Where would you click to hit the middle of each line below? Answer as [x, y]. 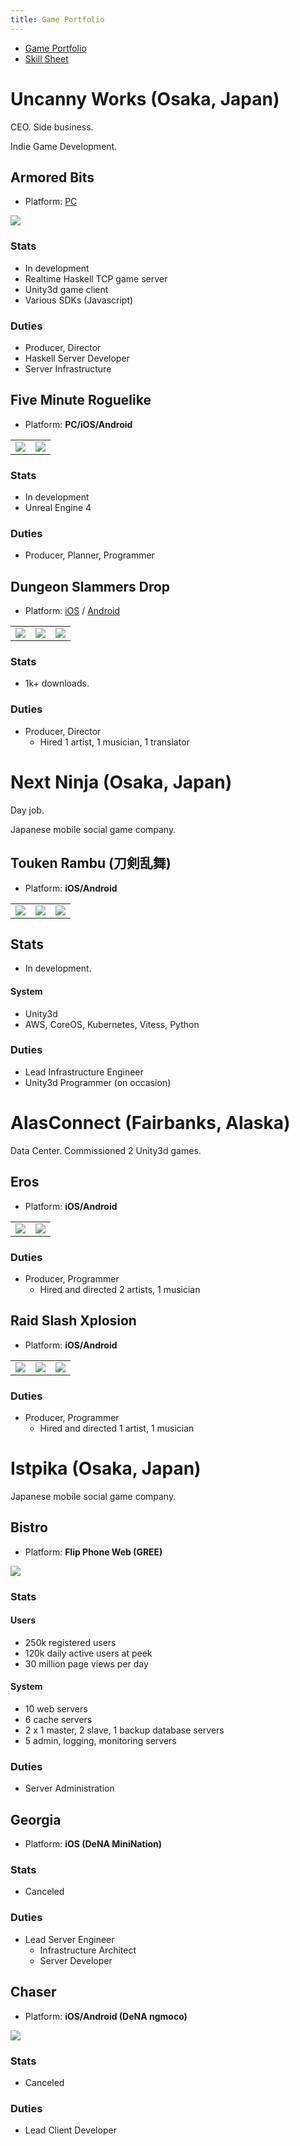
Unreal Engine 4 [58, 508]
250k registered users [70, 1642]
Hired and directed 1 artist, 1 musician [117, 1428]
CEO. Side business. [52, 127]
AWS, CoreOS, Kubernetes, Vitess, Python [112, 1024]
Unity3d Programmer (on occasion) [98, 1082]
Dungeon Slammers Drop [90, 586]
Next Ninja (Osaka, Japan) [121, 782]
